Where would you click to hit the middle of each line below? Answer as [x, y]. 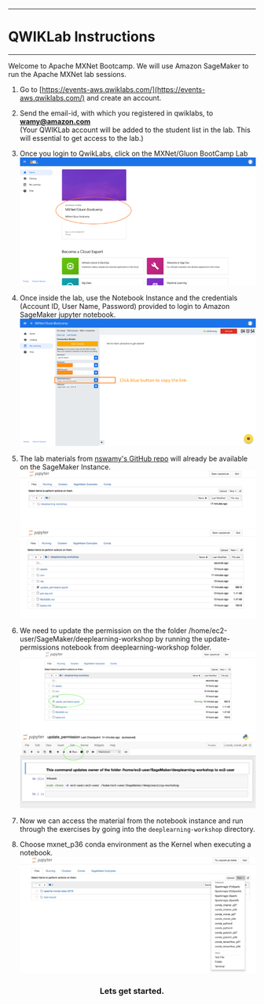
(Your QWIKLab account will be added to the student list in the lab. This [135, 130]
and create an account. [124, 97]
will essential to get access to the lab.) [81, 138]
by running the [179, 639]
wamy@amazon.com [55, 121]
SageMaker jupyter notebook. [68, 314]
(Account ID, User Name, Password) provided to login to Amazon [125, 306]
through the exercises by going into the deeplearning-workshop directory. [137, 829]
